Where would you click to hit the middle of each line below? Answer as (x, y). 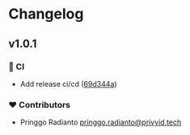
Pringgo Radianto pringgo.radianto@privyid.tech (101, 122)
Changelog (46, 14)
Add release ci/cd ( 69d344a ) (68, 84)
